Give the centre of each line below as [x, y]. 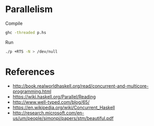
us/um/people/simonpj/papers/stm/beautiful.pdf [63, 118]
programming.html [32, 91]
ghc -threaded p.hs [26, 32]
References [30, 72]
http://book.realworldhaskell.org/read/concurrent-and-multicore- [81, 86]
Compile [14, 23]
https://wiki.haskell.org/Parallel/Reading [54, 97]
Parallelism [29, 9]
